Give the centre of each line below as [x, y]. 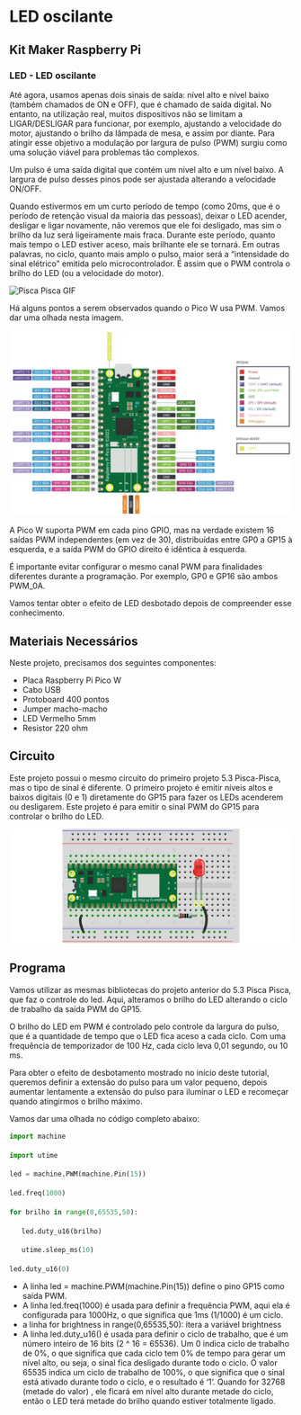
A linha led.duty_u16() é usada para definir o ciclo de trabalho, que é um [155, 1334]
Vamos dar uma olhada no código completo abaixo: [105, 1118]
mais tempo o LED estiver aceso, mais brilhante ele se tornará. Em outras [145, 244]
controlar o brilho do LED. [57, 816]
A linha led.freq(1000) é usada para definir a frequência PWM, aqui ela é [156, 1305]
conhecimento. [37, 613]
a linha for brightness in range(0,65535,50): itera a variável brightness [152, 1324]
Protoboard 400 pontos [66, 699]
